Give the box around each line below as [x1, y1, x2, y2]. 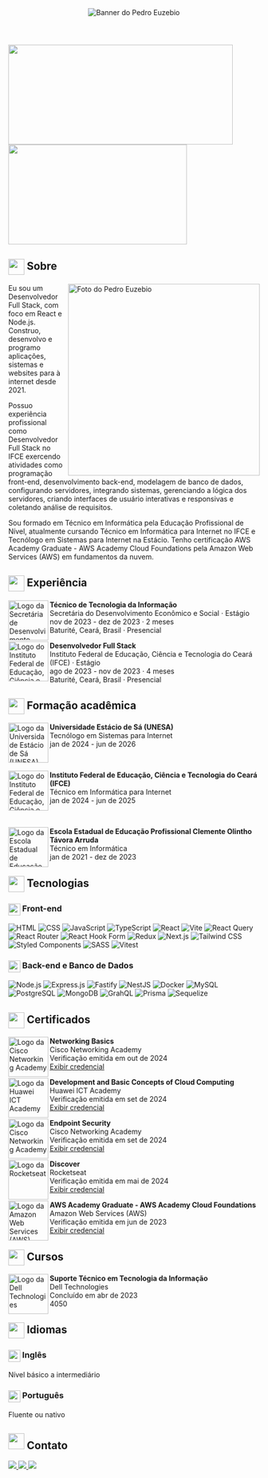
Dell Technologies [49, 1282, 109, 1292]
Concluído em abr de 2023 [49, 1290, 138, 1301]
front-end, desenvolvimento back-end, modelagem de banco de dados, [8, 477, 244, 487]
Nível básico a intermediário [8, 1369, 100, 1379]
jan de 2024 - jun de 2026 [49, 739, 136, 749]
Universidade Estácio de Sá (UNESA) [49, 722, 174, 732]
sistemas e [8, 360, 44, 369]
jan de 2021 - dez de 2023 [49, 852, 137, 862]
